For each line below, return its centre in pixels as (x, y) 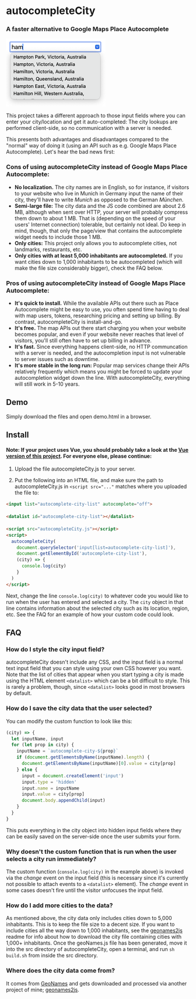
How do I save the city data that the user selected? (79, 708)
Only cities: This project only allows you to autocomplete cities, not (95, 243)
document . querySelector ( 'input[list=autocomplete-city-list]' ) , (96, 547)
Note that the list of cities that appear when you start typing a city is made (95, 675)
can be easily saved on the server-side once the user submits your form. (93, 836)
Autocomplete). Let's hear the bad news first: (60, 152)
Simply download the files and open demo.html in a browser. (79, 416)
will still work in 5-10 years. (47, 384)
